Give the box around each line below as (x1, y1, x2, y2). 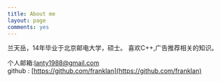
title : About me (7, 10, 56, 18)
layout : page (7, 17, 46, 24)
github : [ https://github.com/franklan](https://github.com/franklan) (7, 66, 202, 75)
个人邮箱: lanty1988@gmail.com (7, 59, 100, 67)
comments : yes (7, 23, 50, 30)
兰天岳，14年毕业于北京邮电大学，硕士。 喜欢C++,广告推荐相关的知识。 (7, 44, 218, 52)
